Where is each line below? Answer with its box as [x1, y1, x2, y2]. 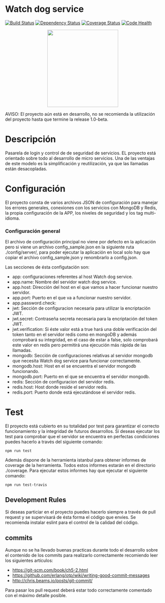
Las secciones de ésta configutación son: [5, 264, 90, 270]
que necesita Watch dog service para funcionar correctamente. [12, 358, 141, 364]
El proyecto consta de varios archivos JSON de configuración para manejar [5, 199, 159, 205]
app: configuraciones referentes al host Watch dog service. [12, 274, 133, 280]
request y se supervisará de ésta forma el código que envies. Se [5, 514, 136, 520]
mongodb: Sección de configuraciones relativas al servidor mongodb [12, 353, 153, 359]
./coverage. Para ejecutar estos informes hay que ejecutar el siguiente [5, 467, 148, 473]
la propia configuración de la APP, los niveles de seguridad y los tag [5, 210, 143, 216]
